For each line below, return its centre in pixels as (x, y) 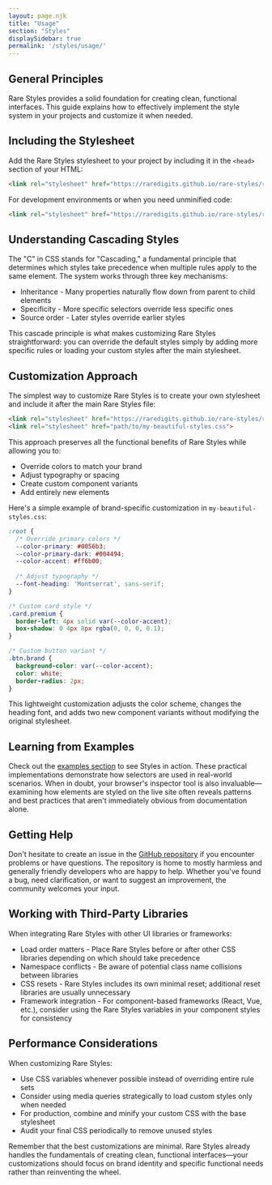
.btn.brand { (30, 659)
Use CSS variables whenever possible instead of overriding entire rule (137, 1079)
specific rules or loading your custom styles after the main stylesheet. (125, 351)
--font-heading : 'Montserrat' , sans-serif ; (90, 584)
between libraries (49, 975)
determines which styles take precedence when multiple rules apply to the (133, 267)
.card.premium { (36, 614)
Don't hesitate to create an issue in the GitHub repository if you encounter (132, 854)
